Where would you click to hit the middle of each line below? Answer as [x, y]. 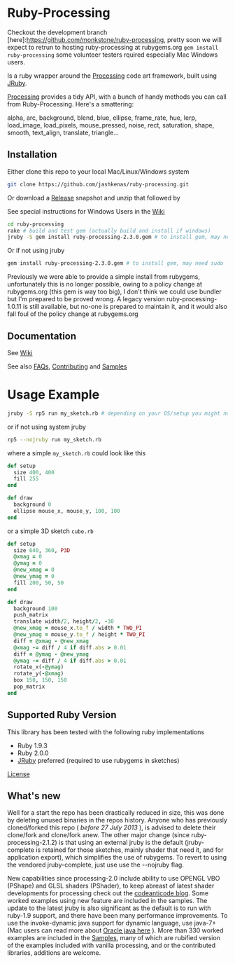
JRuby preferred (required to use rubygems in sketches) [98, 760]
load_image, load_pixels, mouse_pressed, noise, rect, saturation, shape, [111, 125]
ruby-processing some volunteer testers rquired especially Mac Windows [113, 55]
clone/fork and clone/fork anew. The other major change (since [99, 835]
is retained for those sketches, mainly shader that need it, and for [130, 850]
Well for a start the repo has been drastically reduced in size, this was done [116, 813]
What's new [34, 796]
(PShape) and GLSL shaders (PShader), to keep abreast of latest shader [111, 886]
